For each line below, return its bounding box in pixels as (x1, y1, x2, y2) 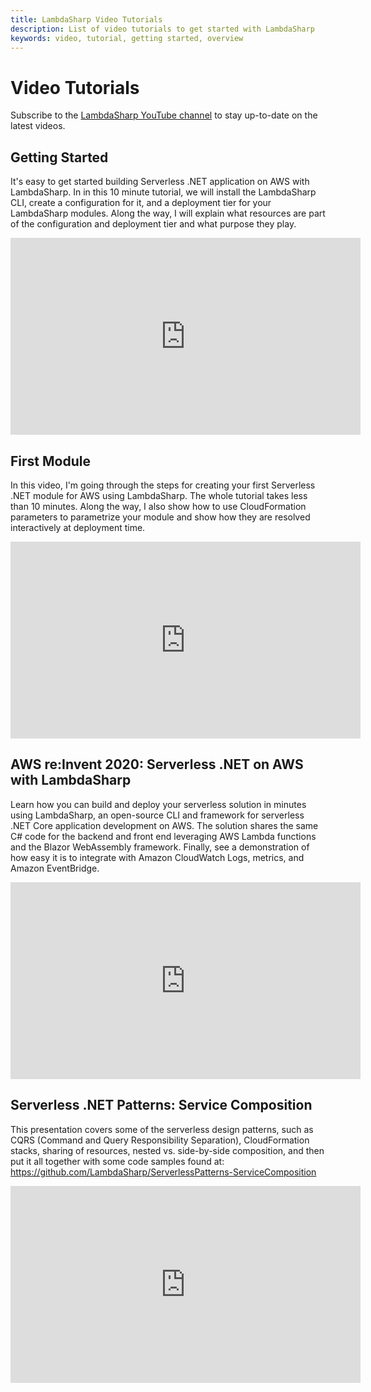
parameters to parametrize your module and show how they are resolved (10, 511, 311, 523)
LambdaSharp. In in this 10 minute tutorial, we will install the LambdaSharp (10, 186, 317, 198)
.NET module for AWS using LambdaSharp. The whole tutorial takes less (10, 489, 308, 501)
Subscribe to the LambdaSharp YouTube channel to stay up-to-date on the (10, 109, 318, 121)
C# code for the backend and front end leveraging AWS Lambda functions (10, 830, 317, 842)
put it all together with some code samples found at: (10, 1155, 225, 1167)
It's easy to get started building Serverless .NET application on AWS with (10, 176, 310, 188)
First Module (10, 452, 91, 470)
